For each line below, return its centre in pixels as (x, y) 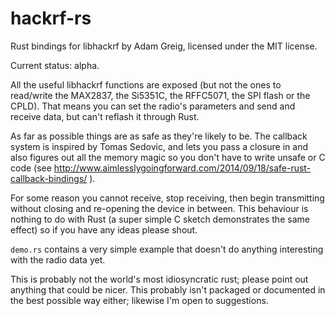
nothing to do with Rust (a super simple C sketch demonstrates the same (160, 219)
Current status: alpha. (55, 65)
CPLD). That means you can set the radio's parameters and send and (153, 106)
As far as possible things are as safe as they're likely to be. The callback (159, 136)
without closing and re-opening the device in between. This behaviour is (159, 208)
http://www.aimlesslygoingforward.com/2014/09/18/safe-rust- (182, 168)
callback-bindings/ (49, 178)
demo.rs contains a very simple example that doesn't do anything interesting (167, 249)
